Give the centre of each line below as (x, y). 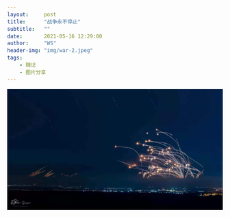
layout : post (32, 14)
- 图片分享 (33, 72)
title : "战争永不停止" (44, 22)
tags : (15, 58)
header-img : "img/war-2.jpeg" (50, 51)
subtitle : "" (29, 29)
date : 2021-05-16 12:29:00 (55, 36)
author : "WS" (32, 43)
